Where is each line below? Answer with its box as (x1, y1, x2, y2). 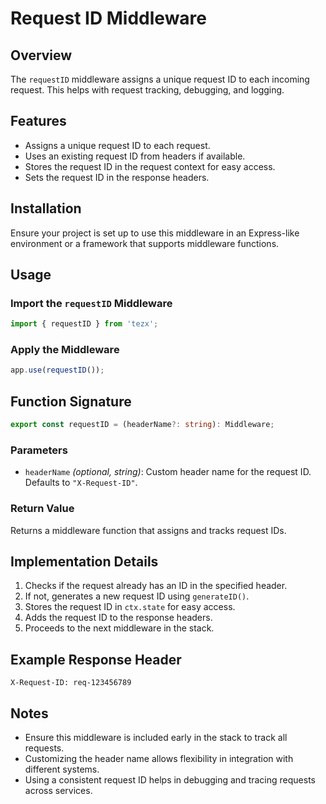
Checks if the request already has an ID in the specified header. (24, 580, 288, 592)
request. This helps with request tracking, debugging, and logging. (10, 84, 285, 96)
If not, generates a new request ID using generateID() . (24, 590, 250, 602)
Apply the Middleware (10, 343, 120, 357)
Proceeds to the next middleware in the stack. (24, 622, 215, 634)
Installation (10, 200, 82, 217)
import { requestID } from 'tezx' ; (10, 319, 159, 329)
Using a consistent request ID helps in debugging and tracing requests (24, 774, 316, 786)
